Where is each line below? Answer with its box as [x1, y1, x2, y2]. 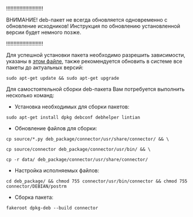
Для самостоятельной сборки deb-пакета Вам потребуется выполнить [6, 86, 185, 93]
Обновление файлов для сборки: [14, 125, 97, 131]
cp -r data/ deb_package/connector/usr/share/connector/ [6, 157, 148, 162]
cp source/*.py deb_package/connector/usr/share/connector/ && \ [6, 136, 169, 142]
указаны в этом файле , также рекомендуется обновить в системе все [6, 58, 183, 65]
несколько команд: [6, 92, 55, 99]
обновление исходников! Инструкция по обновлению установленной [6, 23, 181, 29]
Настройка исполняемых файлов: [14, 167, 100, 174]
